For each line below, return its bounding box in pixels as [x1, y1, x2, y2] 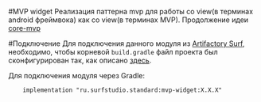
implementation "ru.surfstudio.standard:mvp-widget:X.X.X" [22, 86, 223, 94]
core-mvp [8, 24, 41, 32]
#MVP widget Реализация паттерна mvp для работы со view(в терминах [8, 7, 253, 16]
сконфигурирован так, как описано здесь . [8, 55, 152, 65]
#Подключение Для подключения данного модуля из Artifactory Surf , [8, 39, 245, 48]
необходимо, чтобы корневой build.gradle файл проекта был [8, 47, 218, 56]
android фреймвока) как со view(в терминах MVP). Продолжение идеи [8, 15, 249, 25]
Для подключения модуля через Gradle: [8, 71, 146, 80]
